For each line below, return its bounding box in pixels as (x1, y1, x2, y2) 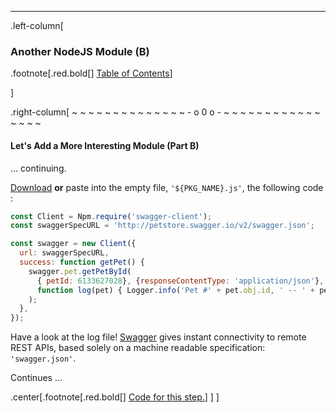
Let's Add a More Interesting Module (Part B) (10, 139, 200, 151)
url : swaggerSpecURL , (19, 248, 110, 258)
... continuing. (10, 162, 67, 174)
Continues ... (10, 372, 63, 384)
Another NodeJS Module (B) (10, 44, 150, 58)
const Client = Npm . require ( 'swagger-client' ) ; (10, 211, 213, 221)
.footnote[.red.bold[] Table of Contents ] (10, 67, 173, 80)
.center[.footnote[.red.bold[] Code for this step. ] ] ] (10, 391, 220, 403)
